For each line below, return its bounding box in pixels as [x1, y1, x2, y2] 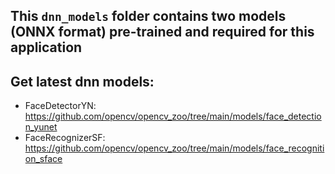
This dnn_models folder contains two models [10, 8, 287, 25]
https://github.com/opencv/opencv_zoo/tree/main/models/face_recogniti [24, 142, 325, 154]
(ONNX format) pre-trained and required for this [10, 24, 315, 41]
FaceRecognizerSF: [24, 132, 106, 144]
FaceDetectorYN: [24, 100, 97, 112]
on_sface [24, 153, 63, 165]
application [10, 39, 83, 56]
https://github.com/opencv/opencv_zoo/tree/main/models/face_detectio [24, 110, 322, 123]
